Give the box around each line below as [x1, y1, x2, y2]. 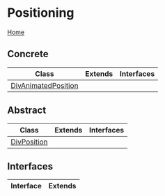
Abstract [7, 105, 47, 116]
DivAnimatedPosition [10, 80, 79, 90]
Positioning [7, 5, 74, 21]
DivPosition [10, 137, 48, 146]
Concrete [7, 48, 49, 60]
